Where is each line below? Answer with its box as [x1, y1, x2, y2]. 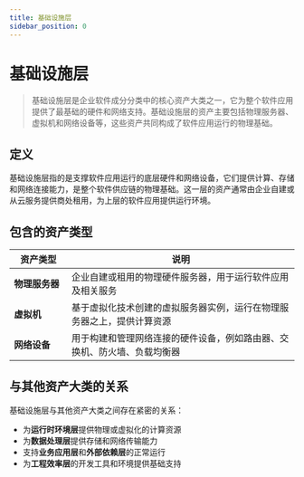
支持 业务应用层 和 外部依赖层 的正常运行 [22, 446, 166, 457]
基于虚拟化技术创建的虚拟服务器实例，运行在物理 [71, 301, 280, 314]
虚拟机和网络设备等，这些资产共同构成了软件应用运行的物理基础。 [31, 118, 278, 129]
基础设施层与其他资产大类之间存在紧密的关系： [9, 405, 184, 415]
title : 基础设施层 [9, 13, 72, 23]
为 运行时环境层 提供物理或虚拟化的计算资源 [22, 424, 182, 434]
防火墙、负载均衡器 [98, 346, 181, 358]
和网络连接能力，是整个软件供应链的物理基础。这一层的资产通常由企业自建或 [9, 184, 295, 195]
